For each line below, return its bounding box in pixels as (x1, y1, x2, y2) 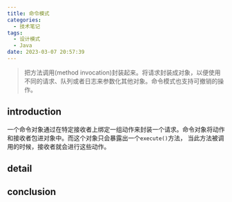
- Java (13, 42, 32, 49)
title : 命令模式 (7, 10, 50, 17)
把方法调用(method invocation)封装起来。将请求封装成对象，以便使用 (23, 68, 221, 77)
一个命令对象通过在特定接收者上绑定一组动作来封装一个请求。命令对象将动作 (7, 125, 225, 133)
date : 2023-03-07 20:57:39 (7, 49, 85, 56)
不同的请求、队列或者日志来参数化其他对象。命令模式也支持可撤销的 (23, 77, 218, 85)
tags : (7, 29, 23, 37)
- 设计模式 (13, 36, 41, 43)
